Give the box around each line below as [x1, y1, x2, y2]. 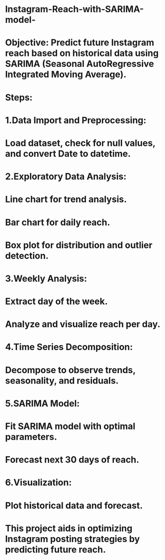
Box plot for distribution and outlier [5, 239, 153, 251]
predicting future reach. [5, 544, 106, 555]
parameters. [5, 431, 57, 443]
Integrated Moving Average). [5, 69, 127, 80]
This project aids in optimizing [5, 523, 133, 534]
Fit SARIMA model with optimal [5, 421, 136, 432]
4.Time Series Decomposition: [5, 341, 133, 353]
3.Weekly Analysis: [5, 273, 87, 284]
